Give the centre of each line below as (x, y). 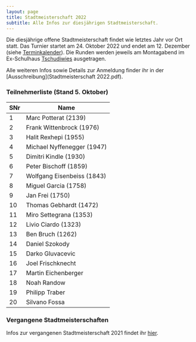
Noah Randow (46, 282)
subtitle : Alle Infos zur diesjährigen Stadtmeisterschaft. (83, 23)
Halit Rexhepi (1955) (55, 137)
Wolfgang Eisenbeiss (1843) (66, 175)
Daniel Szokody (48, 244)
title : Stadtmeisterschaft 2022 (46, 17)
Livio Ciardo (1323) (54, 224)
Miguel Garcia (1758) (56, 186)
